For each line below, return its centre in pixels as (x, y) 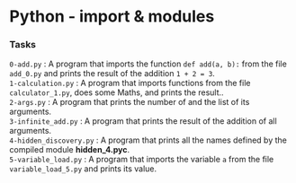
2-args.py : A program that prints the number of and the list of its (130, 102)
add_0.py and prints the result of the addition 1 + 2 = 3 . (112, 74)
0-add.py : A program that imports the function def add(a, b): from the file (148, 64)
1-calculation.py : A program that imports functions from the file (130, 83)
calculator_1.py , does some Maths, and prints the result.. (117, 92)
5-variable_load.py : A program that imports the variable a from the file (142, 160)
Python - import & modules (112, 17)
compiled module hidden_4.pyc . (70, 150)
